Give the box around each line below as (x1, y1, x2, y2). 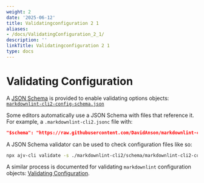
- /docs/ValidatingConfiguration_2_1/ (6, 32, 104, 38)
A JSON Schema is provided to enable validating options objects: (6, 95, 169, 102)
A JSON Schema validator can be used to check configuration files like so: (6, 141, 192, 148)
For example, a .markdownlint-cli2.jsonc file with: (6, 118, 133, 125)
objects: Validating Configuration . (6, 170, 90, 177)
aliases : (6, 25, 29, 32)
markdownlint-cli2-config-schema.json (6, 101, 104, 107)
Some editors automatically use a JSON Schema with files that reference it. (6, 111, 194, 119)
